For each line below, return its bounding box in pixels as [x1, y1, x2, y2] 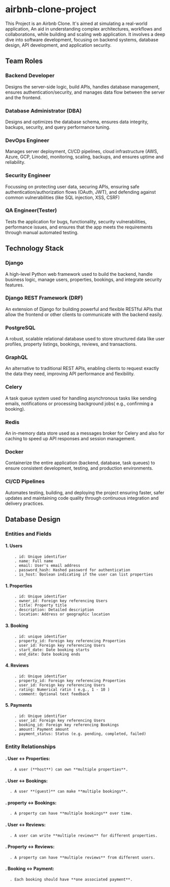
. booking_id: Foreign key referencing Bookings [14, 722, 119, 727]
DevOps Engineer [5, 136, 50, 144]
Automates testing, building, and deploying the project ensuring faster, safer [5, 490, 164, 496]
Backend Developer [5, 72, 55, 79]
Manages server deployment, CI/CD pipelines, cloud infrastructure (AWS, [5, 149, 159, 155]
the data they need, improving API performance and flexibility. [5, 370, 135, 377]
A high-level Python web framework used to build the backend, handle [5, 271, 153, 277]
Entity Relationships [5, 743, 56, 750]
